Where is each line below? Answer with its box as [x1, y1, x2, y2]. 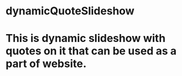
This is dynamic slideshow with [5, 32, 166, 45]
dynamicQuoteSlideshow [5, 4, 135, 18]
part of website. [5, 57, 86, 71]
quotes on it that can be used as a [5, 44, 177, 58]
